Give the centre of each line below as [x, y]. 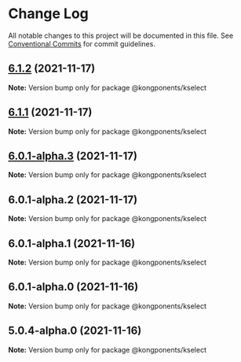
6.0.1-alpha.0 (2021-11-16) [73, 287]
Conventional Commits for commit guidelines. [82, 43]
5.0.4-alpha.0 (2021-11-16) [75, 331]
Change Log [48, 14]
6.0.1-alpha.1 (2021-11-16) [72, 244]
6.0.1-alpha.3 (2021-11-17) [73, 155]
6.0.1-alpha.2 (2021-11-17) [73, 199]
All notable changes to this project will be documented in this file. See [121, 35]
